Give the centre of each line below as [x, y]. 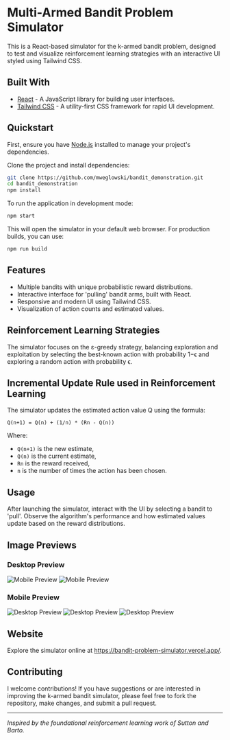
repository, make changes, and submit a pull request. [82, 703]
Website [25, 634]
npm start [21, 216]
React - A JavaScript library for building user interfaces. [96, 99]
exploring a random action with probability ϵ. [70, 361]
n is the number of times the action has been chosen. [92, 471]
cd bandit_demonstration [42, 184]
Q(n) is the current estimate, [57, 456]
